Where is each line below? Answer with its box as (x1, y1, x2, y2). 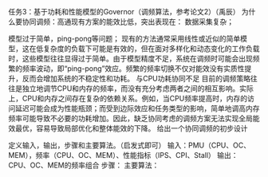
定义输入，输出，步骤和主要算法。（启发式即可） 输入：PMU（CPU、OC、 (8, 140, 251, 150)
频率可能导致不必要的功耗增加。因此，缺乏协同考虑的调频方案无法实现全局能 (8, 114, 260, 123)
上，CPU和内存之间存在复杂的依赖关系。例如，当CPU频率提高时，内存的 (8, 94, 248, 103)
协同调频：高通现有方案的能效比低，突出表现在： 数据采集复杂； (22, 17, 234, 26)
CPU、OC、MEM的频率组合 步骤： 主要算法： (8, 160, 160, 170)
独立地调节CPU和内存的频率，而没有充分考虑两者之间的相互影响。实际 (22, 84, 254, 93)
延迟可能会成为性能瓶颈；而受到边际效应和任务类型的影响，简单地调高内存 (14, 104, 260, 113)
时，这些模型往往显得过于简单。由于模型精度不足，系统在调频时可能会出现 (8, 54, 253, 63)
